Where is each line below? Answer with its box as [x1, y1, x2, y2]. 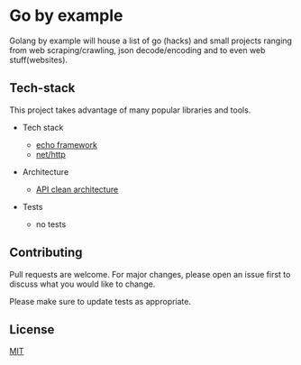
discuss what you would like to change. [9, 278, 156, 289]
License [9, 322, 55, 337]
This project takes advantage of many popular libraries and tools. [9, 105, 251, 115]
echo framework [35, 139, 97, 150]
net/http [35, 149, 66, 160]
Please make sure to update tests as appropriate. [9, 296, 192, 306]
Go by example [9, 5, 123, 26]
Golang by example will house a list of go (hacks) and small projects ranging [9, 35, 293, 46]
